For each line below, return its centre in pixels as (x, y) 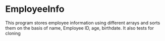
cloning (13, 33)
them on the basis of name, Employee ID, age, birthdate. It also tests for (79, 28)
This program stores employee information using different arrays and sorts (83, 23)
